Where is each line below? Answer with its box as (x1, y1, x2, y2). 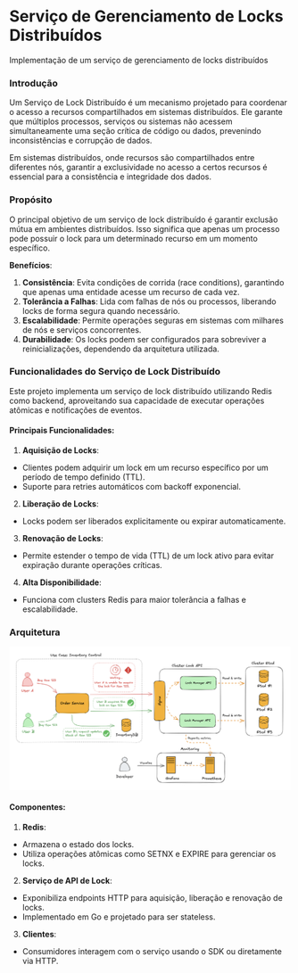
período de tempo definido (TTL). (21, 472, 145, 482)
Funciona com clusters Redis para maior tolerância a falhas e (21, 595, 247, 606)
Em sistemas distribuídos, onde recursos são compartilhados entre (9, 153, 255, 163)
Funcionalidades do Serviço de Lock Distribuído (9, 366, 221, 378)
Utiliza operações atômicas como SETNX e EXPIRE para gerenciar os (21, 848, 277, 859)
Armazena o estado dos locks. (21, 838, 135, 849)
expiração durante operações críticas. (21, 560, 162, 571)
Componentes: (9, 802, 66, 812)
